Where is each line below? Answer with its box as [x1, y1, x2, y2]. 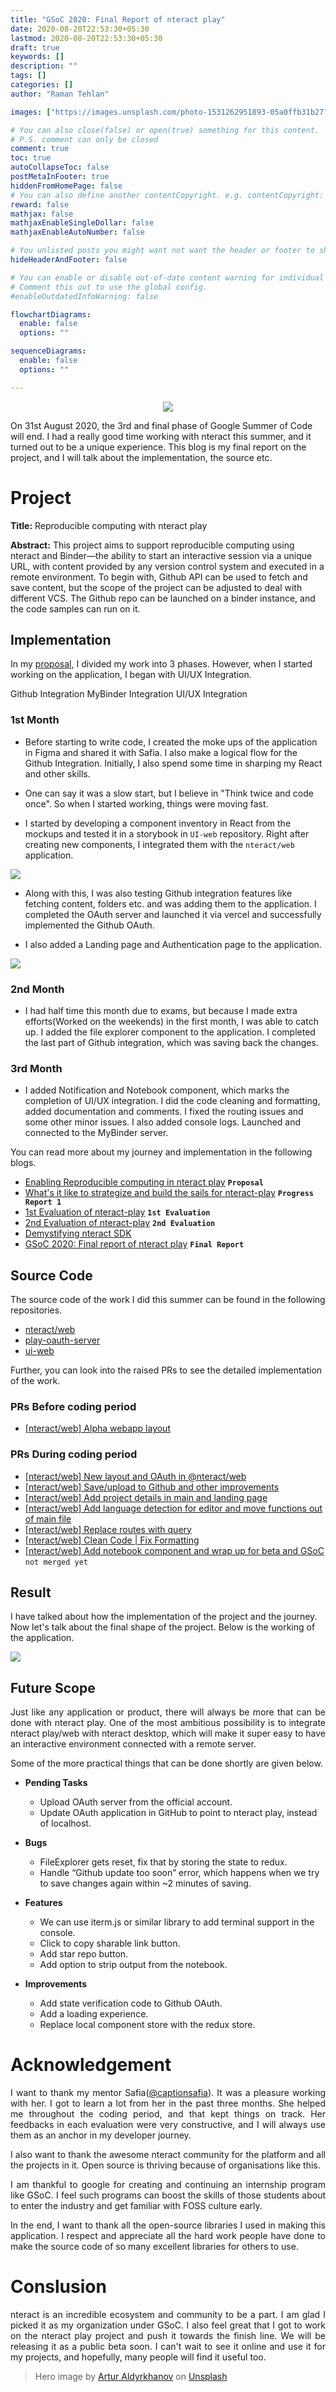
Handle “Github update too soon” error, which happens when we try [39, 1867, 320, 1879]
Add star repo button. [39, 1948, 129, 1960]
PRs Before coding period [10, 1400, 137, 1413]
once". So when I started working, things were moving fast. [24, 797, 269, 810]
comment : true [10, 144, 70, 154]
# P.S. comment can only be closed [10, 134, 159, 145]
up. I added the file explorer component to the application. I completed [24, 1026, 316, 1038]
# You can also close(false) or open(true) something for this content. [10, 125, 320, 135]
